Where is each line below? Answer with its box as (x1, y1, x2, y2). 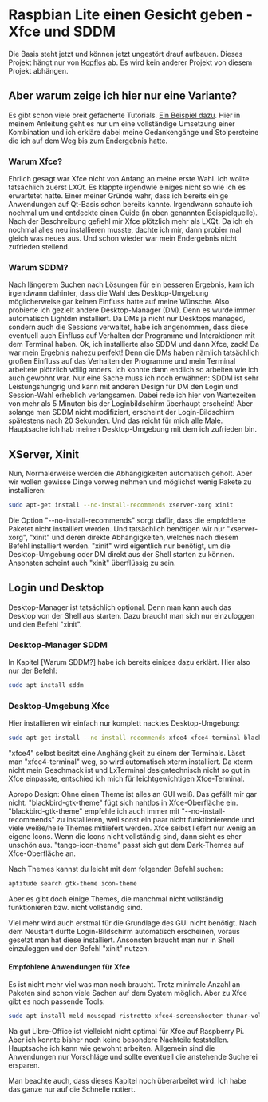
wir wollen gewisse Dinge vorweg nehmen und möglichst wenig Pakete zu (8, 477, 252, 487)
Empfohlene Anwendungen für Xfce (8, 961, 131, 972)
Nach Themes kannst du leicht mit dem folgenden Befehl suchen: (8, 865, 223, 874)
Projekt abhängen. (8, 66, 69, 75)
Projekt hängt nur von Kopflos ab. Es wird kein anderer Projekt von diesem (8, 58, 253, 67)
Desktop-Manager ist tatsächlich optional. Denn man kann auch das (8, 602, 231, 612)
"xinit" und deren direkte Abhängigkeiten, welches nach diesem (29, 533, 239, 543)
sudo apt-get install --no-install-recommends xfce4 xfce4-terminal (8, 734, 241, 742)
